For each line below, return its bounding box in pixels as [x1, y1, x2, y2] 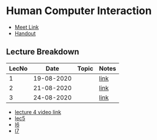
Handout [14, 29, 36, 36]
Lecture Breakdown [6, 47, 79, 57]
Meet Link [14, 24, 39, 31]
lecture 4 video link [14, 108, 62, 115]
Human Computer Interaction [6, 4, 152, 18]
